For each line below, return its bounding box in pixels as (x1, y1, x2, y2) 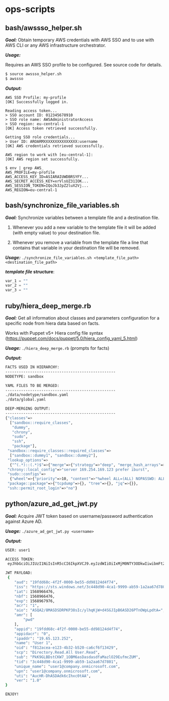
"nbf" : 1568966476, (14, 594, 55, 599)
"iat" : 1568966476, (14, 589, 55, 594)
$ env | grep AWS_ (5, 165, 44, 171)
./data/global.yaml (5, 397, 46, 402)
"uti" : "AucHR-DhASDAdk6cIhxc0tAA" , (14, 673, 92, 678)
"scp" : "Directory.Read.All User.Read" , (14, 650, 100, 655)
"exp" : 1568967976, (14, 598, 55, 603)
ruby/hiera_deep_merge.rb (5, 301, 92, 310)
